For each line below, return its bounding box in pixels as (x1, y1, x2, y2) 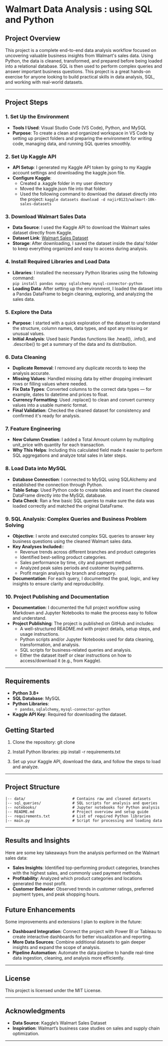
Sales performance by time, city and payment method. (19, 560, 132, 566)
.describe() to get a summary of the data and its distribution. (12, 341, 137, 347)
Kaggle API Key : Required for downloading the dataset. (12, 711, 127, 718)
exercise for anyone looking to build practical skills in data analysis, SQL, (5, 74, 155, 79)
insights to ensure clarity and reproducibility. (12, 581, 104, 587)
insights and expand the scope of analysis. (12, 945, 101, 951)
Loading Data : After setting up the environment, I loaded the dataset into (12, 285, 162, 291)
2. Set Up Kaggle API (5, 153, 56, 160)
